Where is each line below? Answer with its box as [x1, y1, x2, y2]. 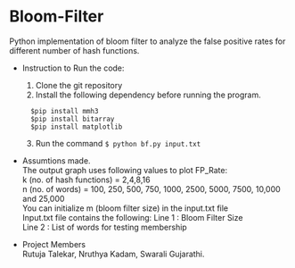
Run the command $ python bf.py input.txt [35, 138, 201, 148]
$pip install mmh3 [30, 106, 99, 115]
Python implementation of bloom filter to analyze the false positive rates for [9, 36, 286, 46]
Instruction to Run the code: [21, 63, 125, 73]
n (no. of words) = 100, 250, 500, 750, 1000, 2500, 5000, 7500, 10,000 [21, 183, 281, 194]
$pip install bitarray [30, 114, 115, 123]
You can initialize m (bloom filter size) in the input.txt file [21, 203, 229, 214]
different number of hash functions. [9, 45, 140, 55]
